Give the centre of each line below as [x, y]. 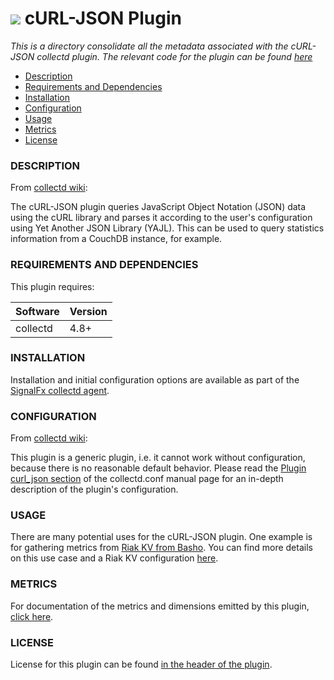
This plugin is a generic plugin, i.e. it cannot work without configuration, [158, 458]
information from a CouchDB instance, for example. [116, 239]
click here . [32, 616]
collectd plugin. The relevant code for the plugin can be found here [174, 56]
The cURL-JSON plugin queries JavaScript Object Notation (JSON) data [158, 207]
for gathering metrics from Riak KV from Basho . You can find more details [161, 548]
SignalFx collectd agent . [60, 390]
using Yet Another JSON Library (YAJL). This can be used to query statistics [167, 228]
